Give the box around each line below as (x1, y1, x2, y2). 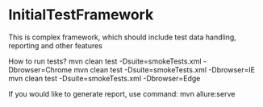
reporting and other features (8, 40, 103, 50)
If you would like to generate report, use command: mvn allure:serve (8, 88, 236, 98)
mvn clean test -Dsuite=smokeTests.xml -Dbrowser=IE (73, 64, 256, 74)
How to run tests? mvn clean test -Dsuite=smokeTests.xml (8, 56, 202, 66)
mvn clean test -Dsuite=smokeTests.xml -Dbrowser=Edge (8, 73, 201, 83)
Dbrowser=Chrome (8, 64, 73, 74)
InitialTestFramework (8, 6, 154, 24)
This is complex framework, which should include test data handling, (8, 32, 236, 42)
